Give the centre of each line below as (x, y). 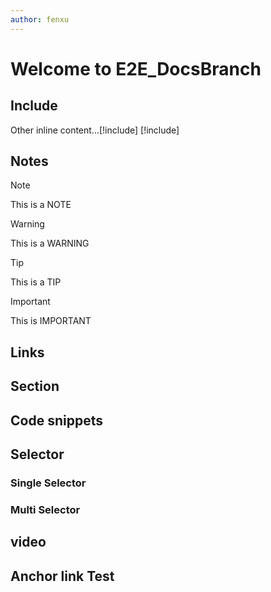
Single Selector (48, 483)
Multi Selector (45, 509)
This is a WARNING (50, 243)
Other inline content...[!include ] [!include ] (95, 130)
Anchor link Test (62, 576)
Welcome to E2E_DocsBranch (136, 68)
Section (35, 386)
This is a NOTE (41, 205)
